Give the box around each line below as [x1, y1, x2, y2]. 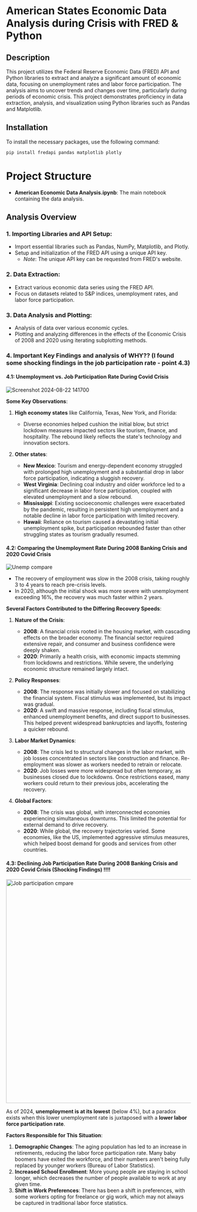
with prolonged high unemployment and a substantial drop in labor [23, 469, 184, 476]
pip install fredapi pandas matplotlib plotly [6, 149, 122, 155]
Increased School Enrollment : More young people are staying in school [14, 1168, 188, 1176]
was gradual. [23, 701, 55, 708]
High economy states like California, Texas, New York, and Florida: [14, 409, 177, 416]
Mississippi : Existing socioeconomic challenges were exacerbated [23, 500, 185, 507]
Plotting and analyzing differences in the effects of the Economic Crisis [14, 330, 186, 338]
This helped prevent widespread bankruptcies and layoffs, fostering [23, 719, 188, 727]
